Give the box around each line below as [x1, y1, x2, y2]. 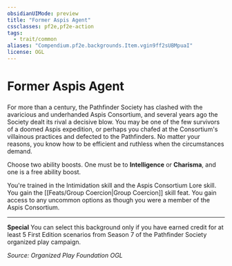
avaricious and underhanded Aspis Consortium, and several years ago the [7, 110, 218, 118]
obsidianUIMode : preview [7, 10, 79, 17]
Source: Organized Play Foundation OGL [7, 251, 123, 259]
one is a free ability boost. [7, 167, 81, 176]
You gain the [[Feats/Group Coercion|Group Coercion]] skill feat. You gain [7, 188, 217, 197]
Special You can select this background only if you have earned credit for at [7, 222, 224, 231]
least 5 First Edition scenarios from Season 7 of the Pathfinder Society [7, 230, 207, 238]
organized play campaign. [7, 238, 81, 246]
